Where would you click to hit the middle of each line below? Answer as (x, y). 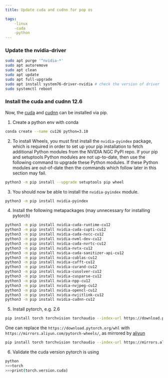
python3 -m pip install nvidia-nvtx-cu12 (49, 248)
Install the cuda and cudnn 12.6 (44, 102)
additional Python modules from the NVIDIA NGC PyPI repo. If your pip (85, 151)
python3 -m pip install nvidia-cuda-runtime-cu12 (58, 225)
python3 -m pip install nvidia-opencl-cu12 (51, 290)
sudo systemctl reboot (29, 89)
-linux (21, 24)
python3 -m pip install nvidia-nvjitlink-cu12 (54, 295)
